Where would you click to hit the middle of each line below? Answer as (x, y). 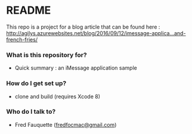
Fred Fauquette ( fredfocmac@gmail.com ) (66, 124)
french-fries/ (22, 39)
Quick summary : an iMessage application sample (76, 68)
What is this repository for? (47, 55)
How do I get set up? (36, 83)
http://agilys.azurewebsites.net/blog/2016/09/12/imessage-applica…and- (96, 33)
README (29, 10)
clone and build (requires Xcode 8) (57, 96)
